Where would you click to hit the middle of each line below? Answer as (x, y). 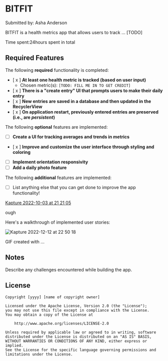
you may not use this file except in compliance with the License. (77, 310)
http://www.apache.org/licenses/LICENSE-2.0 (62, 323)
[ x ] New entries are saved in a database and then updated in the (82, 101)
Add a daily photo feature (39, 167)
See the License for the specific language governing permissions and (81, 350)
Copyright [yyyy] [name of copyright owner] (53, 297)
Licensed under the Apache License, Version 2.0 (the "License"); (76, 306)
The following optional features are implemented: (57, 127)
